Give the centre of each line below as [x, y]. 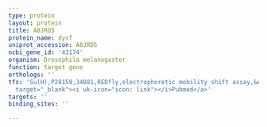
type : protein [32, 15]
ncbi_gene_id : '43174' [46, 52]
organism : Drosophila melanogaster [67, 60]
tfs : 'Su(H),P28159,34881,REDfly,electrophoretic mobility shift [118, 82]
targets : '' [28, 97]
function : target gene [46, 67]
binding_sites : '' [39, 104]
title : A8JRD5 [32, 30]
